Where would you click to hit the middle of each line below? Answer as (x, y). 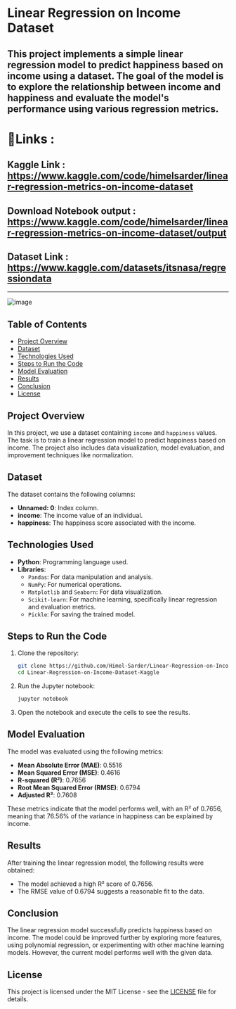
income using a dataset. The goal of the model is (116, 76)
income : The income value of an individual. (80, 515)
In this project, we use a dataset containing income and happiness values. (112, 432)
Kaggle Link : (36, 165)
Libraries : (32, 569)
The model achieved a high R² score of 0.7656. (85, 884)
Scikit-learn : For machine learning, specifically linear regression (123, 599)
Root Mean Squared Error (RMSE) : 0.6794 (79, 787)
